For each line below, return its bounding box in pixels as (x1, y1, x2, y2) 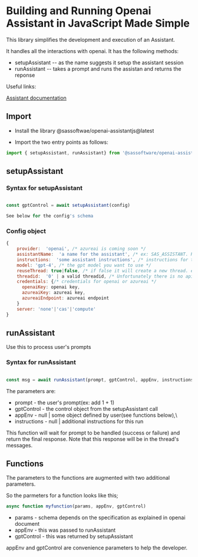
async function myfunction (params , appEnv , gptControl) (6, 503, 146, 509)
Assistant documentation (6, 94, 67, 101)
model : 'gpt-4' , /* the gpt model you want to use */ (16, 262, 151, 268)
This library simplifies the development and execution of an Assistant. (6, 36, 176, 43)
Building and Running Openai (6, 4, 151, 18)
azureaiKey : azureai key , (21, 290, 85, 296)
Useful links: (6, 83, 37, 90)
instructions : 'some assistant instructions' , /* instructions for (16, 256, 189, 263)
